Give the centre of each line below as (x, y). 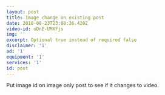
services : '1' (24, 62)
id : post (17, 68)
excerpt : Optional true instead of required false (72, 40)
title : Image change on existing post (55, 18)
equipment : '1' (25, 57)
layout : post (23, 12)
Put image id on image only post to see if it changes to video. (82, 85)
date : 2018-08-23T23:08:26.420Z (47, 23)
